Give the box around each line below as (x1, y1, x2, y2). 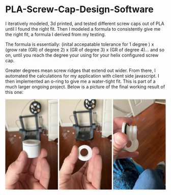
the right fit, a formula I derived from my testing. (5, 31, 106, 37)
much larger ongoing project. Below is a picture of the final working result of (5, 83, 165, 90)
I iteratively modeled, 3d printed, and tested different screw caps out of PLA (5, 20, 164, 27)
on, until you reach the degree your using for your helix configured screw (5, 52, 159, 58)
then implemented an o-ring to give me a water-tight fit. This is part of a (5, 78, 156, 84)
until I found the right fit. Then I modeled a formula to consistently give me (5, 26, 161, 32)
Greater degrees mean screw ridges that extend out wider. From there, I (5, 67, 156, 74)
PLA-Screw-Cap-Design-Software (5, 4, 154, 15)
